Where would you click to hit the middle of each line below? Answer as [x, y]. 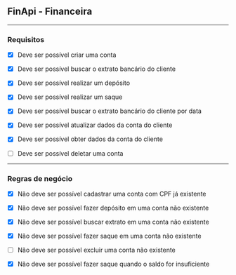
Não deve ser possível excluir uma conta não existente [96, 250]
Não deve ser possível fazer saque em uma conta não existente [109, 236]
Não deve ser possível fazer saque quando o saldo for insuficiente [113, 264]
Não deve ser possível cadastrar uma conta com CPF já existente [112, 194]
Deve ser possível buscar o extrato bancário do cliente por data [110, 111]
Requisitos [26, 39]
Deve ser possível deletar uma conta [70, 153]
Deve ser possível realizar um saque [70, 97]
